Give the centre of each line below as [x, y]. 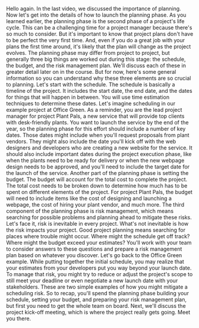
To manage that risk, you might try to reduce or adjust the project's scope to [99, 274]
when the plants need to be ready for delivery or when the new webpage [95, 160]
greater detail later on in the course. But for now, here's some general [91, 72]
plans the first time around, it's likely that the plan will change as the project [99, 46]
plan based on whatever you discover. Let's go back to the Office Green [94, 255]
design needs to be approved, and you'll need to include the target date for [98, 167]
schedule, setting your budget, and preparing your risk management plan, [97, 299]
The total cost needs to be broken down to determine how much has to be [97, 186]
